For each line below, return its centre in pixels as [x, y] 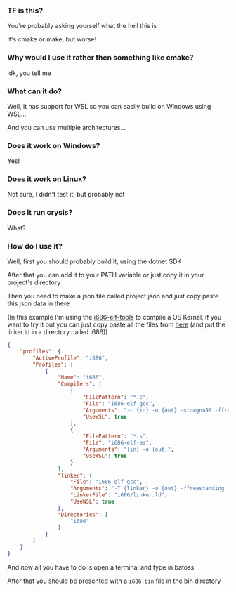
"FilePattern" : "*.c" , [116, 397]
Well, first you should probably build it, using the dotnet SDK [94, 261]
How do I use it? [35, 246]
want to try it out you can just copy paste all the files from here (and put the [117, 324]
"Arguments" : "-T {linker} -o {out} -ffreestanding [147, 489]
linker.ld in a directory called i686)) [58, 332]
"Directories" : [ [83, 515]
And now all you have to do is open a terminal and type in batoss [101, 567]
